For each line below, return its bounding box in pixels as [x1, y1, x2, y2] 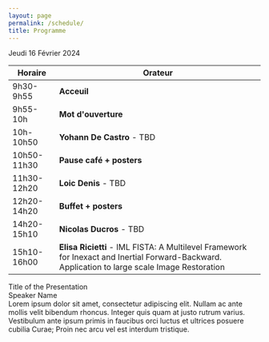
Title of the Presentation [8, 282, 88, 292]
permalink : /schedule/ [8, 19, 84, 27]
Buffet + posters [58, 201, 122, 212]
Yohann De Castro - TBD [58, 132, 156, 143]
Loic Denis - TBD [58, 177, 126, 189]
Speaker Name [8, 291, 58, 300]
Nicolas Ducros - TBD [58, 224, 145, 235]
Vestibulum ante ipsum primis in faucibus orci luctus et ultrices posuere [8, 316, 244, 326]
